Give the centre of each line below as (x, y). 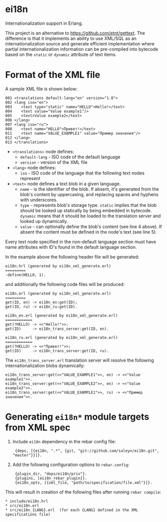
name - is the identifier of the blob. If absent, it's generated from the (90, 189)
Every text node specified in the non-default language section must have (81, 242)
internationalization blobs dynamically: (45, 365)
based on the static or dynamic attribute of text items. (61, 54)
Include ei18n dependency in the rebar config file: (64, 441)
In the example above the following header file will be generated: (72, 257)
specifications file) (28, 514)
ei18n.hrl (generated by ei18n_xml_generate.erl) (58, 266)
